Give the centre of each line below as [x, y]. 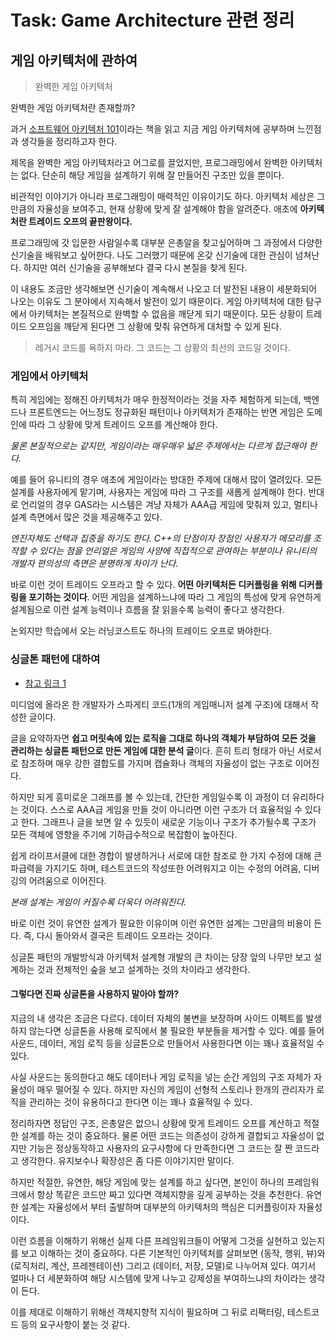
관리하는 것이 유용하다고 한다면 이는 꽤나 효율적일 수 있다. [140, 1102]
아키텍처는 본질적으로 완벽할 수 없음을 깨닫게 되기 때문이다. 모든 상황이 [166, 314]
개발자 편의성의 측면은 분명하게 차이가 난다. [94, 563]
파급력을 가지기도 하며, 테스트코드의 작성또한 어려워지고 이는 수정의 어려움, [156, 868]
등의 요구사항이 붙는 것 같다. [75, 1324]
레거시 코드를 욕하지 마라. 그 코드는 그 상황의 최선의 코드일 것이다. [162, 347]
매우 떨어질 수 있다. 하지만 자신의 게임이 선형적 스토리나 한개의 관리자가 [175, 1089]
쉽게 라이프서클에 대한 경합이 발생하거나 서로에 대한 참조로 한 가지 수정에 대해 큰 [166, 855]
